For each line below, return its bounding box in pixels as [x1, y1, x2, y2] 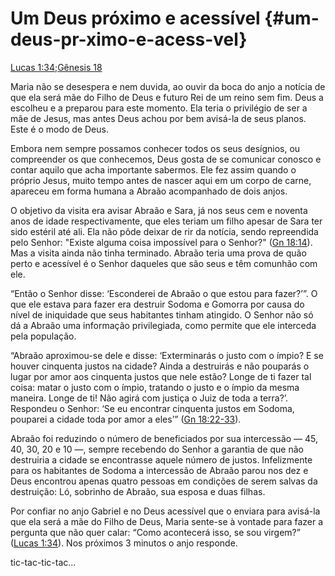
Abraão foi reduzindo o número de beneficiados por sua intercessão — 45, [10, 432, 319, 444]
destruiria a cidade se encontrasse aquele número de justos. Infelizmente [10, 453, 313, 466]
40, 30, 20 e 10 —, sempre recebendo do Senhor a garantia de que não [10, 443, 304, 455]
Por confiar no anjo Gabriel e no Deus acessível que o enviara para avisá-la [10, 505, 321, 517]
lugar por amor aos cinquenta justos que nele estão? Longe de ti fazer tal [10, 370, 312, 382]
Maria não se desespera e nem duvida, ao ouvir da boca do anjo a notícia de [10, 80, 326, 92]
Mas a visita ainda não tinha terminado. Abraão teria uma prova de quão [10, 247, 307, 259]
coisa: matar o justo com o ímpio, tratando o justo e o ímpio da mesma [10, 381, 300, 393]
